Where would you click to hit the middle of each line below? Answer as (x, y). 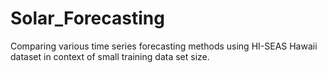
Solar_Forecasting (87, 18)
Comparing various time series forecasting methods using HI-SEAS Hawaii (164, 46)
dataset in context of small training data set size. (110, 56)
